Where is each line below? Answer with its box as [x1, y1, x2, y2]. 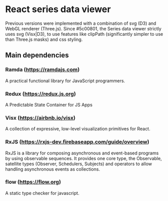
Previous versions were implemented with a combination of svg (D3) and [5, 20, 156, 26]
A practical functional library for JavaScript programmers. [5, 77, 125, 84]
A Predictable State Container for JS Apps [5, 102, 93, 108]
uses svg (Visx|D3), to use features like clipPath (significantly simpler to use [5, 31, 163, 37]
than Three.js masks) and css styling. [5, 36, 83, 42]
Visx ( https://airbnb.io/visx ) [5, 114, 76, 121]
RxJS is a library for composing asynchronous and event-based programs [5, 150, 159, 156]
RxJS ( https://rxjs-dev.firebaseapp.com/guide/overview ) [5, 138, 150, 145]
